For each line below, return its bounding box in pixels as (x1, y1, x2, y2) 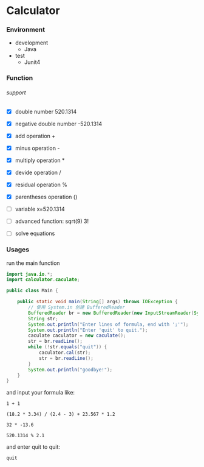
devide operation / (15, 169, 62, 176)
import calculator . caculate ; (6, 276, 80, 283)
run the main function (6, 259, 60, 267)
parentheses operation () (15, 193, 78, 201)
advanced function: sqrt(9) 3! (15, 217, 89, 225)
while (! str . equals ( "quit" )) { (28, 344, 107, 350)
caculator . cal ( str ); (38, 349, 91, 356)
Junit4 (24, 58, 41, 66)
